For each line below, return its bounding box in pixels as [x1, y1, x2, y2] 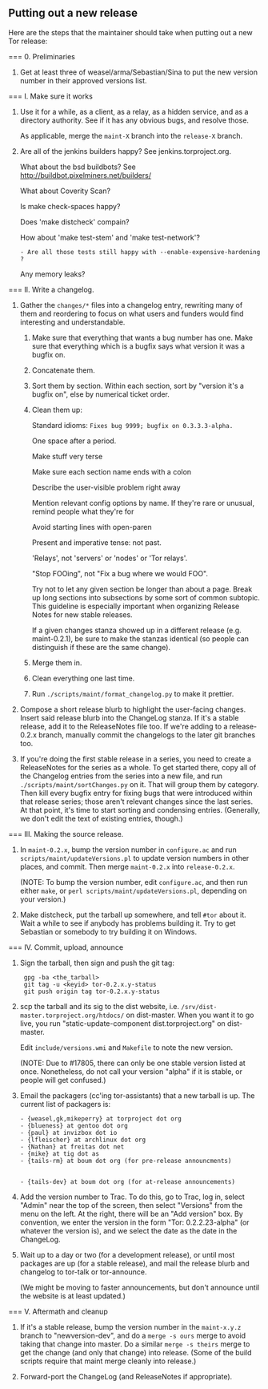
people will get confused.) [19, 1075, 106, 1084]
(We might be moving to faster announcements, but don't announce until [19, 1282, 260, 1292]
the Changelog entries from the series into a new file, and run [19, 771, 222, 781]
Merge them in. [31, 657, 82, 668]
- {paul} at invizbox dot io [19, 1129, 118, 1137]
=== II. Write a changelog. [8, 285, 94, 294]
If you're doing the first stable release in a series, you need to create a [19, 753, 252, 764]
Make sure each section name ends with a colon [31, 466, 192, 476]
